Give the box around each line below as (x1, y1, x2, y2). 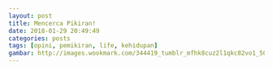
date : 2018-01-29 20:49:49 (8, 27, 100, 35)
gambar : (8, 49, 35, 57)
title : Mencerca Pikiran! (8, 19, 96, 27)
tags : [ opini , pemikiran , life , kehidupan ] (8, 42, 158, 50)
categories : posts (8, 34, 71, 43)
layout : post (8, 11, 53, 20)
